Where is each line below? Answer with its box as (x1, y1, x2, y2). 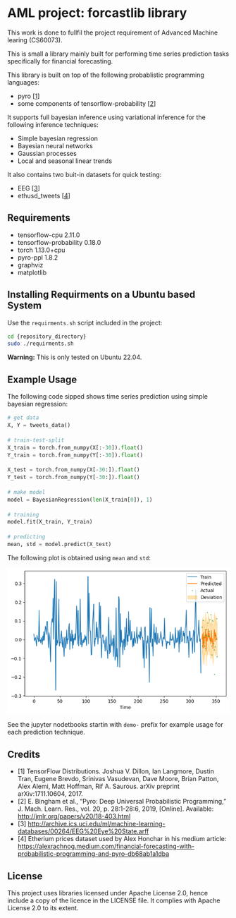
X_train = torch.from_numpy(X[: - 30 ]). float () (7, 444, 143, 451)
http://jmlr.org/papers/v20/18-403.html (17, 812, 131, 821)
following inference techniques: (7, 120, 99, 128)
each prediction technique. (7, 728, 86, 737)
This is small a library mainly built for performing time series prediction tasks (7, 49, 230, 58)
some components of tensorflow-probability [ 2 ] (17, 99, 156, 107)
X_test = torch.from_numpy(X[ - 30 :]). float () (7, 466, 140, 473)
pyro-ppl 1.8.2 (17, 253, 58, 262)
